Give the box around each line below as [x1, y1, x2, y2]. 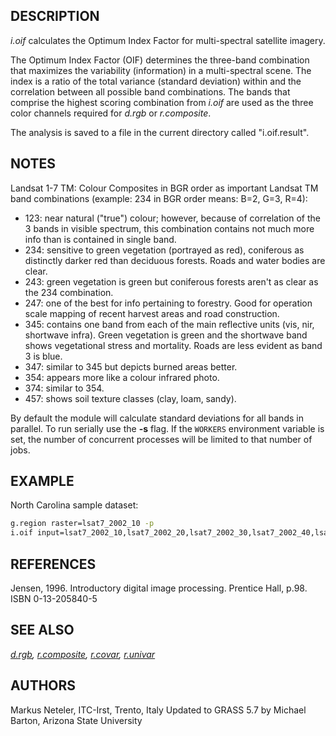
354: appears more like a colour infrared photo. [24, 371, 220, 383]
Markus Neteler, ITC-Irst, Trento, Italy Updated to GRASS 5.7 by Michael [10, 704, 307, 716]
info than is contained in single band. [24, 233, 177, 245]
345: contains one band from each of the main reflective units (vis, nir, [24, 318, 315, 330]
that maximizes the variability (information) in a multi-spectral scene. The [10, 64, 312, 76]
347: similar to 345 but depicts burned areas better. [24, 360, 238, 373]
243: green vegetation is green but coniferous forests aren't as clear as [24, 275, 319, 288]
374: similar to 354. [24, 382, 105, 394]
